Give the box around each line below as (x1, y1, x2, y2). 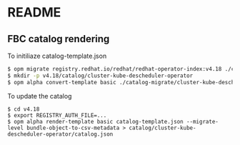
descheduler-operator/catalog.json (7, 130, 114, 138)
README (7, 4, 61, 21)
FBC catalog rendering (7, 33, 110, 45)
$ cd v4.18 (7, 105, 40, 113)
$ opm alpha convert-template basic (7, 79, 116, 86)
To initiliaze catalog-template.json (7, 51, 107, 60)
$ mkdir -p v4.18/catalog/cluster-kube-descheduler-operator (7, 72, 194, 79)
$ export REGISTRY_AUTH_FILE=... (7, 111, 107, 119)
